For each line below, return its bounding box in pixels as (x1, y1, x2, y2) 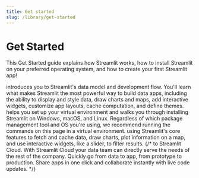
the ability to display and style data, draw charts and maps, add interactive (6, 96, 189, 103)
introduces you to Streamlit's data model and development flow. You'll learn (6, 84, 191, 91)
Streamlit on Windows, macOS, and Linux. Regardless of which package (6, 115, 183, 122)
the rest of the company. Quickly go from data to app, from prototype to (6, 152, 182, 160)
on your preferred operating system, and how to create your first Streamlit (6, 66, 188, 73)
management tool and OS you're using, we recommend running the (6, 121, 171, 128)
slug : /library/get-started (6, 14, 76, 20)
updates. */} (6, 166, 36, 173)
